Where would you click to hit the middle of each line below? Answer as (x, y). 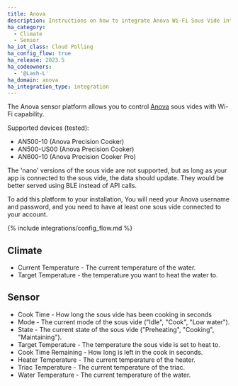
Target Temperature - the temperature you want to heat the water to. (118, 275)
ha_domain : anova (33, 80)
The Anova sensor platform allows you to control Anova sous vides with (112, 106)
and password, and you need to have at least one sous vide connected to (114, 207)
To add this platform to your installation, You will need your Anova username (119, 199)
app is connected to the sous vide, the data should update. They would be (116, 178)
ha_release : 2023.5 (36, 60)
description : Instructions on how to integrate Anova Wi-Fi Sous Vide (114, 21)
